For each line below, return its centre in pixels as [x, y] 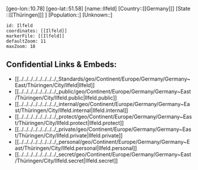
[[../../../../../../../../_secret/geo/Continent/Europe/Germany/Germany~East [103, 154]
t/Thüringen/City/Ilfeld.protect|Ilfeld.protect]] [69, 123]
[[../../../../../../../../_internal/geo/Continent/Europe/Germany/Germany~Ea [102, 104]
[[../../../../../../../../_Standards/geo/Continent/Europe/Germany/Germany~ [103, 79]
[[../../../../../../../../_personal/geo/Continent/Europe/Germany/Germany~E [102, 142]
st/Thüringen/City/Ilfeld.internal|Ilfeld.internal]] [71, 110]
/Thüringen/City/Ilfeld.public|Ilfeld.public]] [66, 98]
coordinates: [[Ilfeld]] [37, 31]
